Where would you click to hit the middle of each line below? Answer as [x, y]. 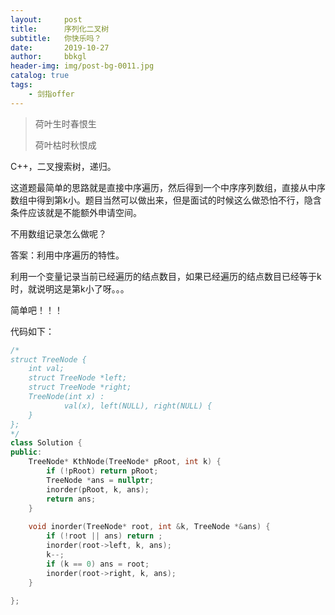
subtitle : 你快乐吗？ [56, 38]
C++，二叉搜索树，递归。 [63, 166]
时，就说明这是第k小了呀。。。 [70, 288]
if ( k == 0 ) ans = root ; [98, 564]
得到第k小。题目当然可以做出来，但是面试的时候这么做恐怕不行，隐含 [179, 200]
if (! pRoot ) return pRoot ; [102, 471]
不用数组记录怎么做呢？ [58, 233]
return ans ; [71, 499]
